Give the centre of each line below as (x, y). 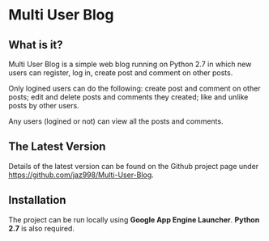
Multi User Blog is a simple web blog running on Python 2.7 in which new (130, 64)
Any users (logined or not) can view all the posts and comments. (116, 121)
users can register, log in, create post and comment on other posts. (121, 73)
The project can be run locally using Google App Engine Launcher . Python (134, 219)
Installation (37, 200)
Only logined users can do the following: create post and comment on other (134, 88)
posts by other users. (44, 106)
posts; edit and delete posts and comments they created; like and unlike (128, 97)
